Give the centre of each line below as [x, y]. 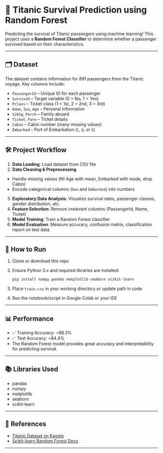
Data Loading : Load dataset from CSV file [54, 164]
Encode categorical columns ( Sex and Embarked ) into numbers [73, 189]
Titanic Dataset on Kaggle [38, 435]
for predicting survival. [35, 349]
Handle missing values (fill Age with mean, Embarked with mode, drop [82, 179]
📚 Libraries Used [32, 369]
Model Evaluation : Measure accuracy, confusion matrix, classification [82, 224]
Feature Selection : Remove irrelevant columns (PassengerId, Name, [80, 209]
